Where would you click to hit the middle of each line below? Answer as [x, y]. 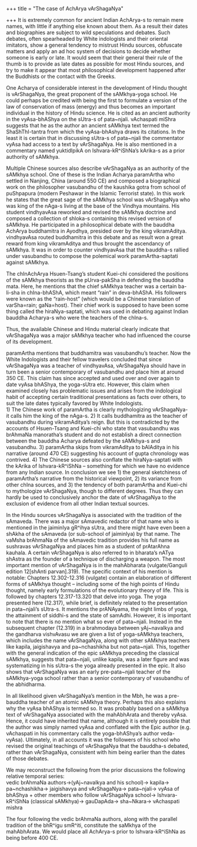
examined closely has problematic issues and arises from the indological [94, 391]
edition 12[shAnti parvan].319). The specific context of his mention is [89, 571]
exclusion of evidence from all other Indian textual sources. [78, 503]
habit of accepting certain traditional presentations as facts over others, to [96, 397]
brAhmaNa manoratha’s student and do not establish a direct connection [94, 434]
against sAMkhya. [28, 262]
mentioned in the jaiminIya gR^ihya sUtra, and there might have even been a [98, 527]
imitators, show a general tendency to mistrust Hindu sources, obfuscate [94, 45]
